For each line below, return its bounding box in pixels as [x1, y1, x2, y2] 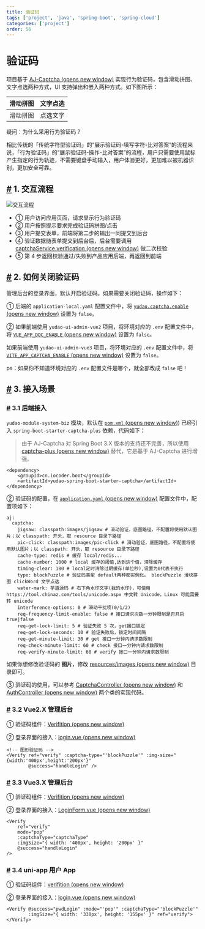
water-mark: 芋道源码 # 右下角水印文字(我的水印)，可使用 [17, 585, 151, 591]
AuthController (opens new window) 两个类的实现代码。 [6, 688, 147, 696]
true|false [6, 616, 34, 622]
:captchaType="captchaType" [17, 835, 89, 841]
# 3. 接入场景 [6, 384, 56, 395]
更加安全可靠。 [17, 164, 55, 171]
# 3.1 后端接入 [6, 404, 47, 412]
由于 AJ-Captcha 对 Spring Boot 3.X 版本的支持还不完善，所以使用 [21, 439, 189, 447]
